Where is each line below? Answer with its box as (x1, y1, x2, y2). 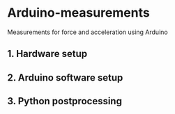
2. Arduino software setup (7, 72, 123, 83)
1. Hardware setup (7, 48, 88, 60)
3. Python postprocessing (7, 95, 122, 107)
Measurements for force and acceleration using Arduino (7, 28, 169, 36)
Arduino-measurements (7, 5, 150, 21)
